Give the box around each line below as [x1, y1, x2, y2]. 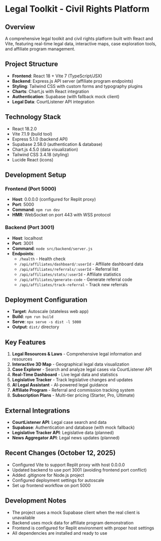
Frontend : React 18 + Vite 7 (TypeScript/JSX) [12, 73, 103, 79]
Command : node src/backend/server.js [12, 245, 93, 251]
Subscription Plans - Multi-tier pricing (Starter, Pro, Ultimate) [12, 392, 135, 398]
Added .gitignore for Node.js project [12, 472, 84, 478]
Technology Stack [5, 113, 61, 121]
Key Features [5, 338, 46, 346]
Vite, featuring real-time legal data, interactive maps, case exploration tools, [5, 41, 157, 47]
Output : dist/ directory [12, 324, 60, 330]
